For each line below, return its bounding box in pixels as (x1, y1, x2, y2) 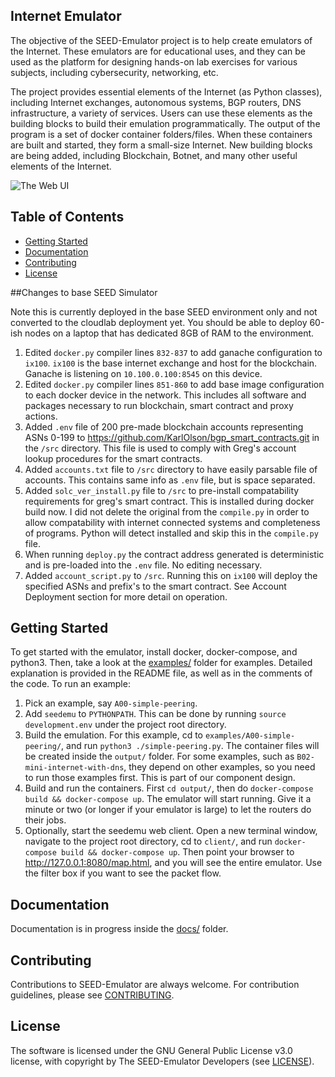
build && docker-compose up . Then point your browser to (61, 846, 295, 858)
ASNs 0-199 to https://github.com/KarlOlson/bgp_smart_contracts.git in (24, 431, 320, 443)
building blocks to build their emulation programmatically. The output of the (10, 117, 321, 129)
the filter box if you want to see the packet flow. (24, 867, 222, 879)
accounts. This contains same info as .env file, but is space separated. (24, 474, 316, 486)
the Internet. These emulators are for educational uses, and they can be (10, 45, 306, 57)
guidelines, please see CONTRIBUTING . (10, 989, 175, 1001)
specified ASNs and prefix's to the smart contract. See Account (24, 580, 287, 592)
